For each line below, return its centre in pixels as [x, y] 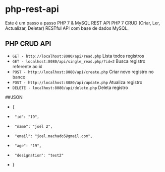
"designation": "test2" [39, 155]
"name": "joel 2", [34, 126]
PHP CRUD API [28, 44]
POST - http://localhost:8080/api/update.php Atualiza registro [77, 82]
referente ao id [27, 66]
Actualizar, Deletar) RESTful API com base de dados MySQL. [67, 28]
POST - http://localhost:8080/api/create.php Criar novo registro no [83, 72]
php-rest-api [32, 9]
